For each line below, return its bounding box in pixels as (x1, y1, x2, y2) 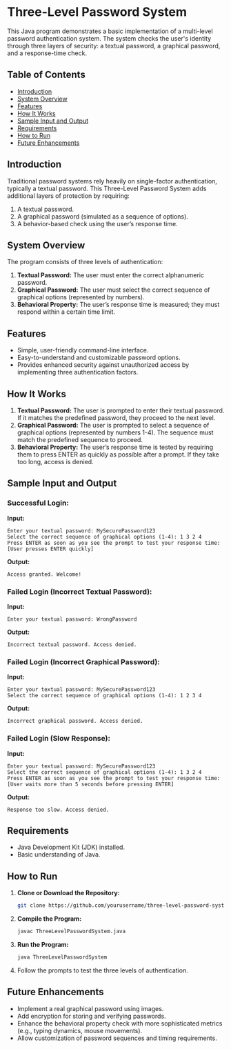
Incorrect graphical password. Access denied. (7, 718, 143, 725)
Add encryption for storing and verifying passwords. (17, 1012, 167, 1020)
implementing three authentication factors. (17, 368, 139, 377)
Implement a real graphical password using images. (17, 1004, 164, 1012)
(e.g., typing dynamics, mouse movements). (17, 1026, 143, 1035)
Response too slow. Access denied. (7, 806, 110, 813)
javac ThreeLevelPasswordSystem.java (17, 928, 126, 935)
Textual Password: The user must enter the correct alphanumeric (17, 271, 205, 279)
